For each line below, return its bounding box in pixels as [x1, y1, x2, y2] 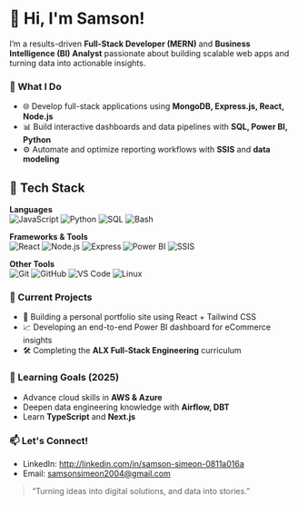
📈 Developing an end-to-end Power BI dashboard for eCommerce [22, 322, 271, 332]
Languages [9, 204, 53, 215]
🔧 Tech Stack [9, 180, 85, 195]
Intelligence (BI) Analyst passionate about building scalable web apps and [9, 47, 290, 58]
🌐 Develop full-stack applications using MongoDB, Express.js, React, [22, 101, 284, 112]
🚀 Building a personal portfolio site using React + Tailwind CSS [22, 312, 257, 322]
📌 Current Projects [9, 291, 93, 303]
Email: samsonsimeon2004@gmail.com [22, 468, 171, 479]
